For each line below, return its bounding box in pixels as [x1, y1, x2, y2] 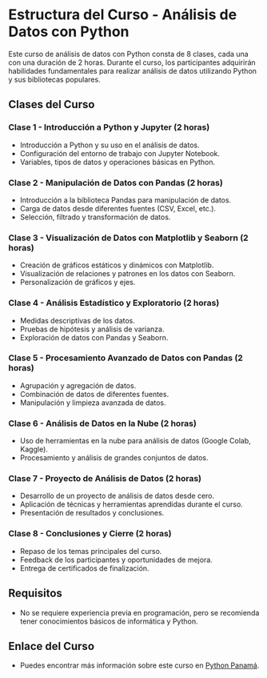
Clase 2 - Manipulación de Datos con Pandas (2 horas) [8, 177, 224, 188]
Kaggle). [19, 444, 48, 454]
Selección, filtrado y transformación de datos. [19, 212, 171, 222]
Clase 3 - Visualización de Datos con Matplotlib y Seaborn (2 [8, 232, 249, 243]
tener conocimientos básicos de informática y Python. [19, 616, 198, 626]
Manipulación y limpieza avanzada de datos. [19, 398, 166, 407]
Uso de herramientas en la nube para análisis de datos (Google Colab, [19, 436, 252, 446]
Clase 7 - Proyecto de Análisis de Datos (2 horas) [8, 473, 202, 484]
